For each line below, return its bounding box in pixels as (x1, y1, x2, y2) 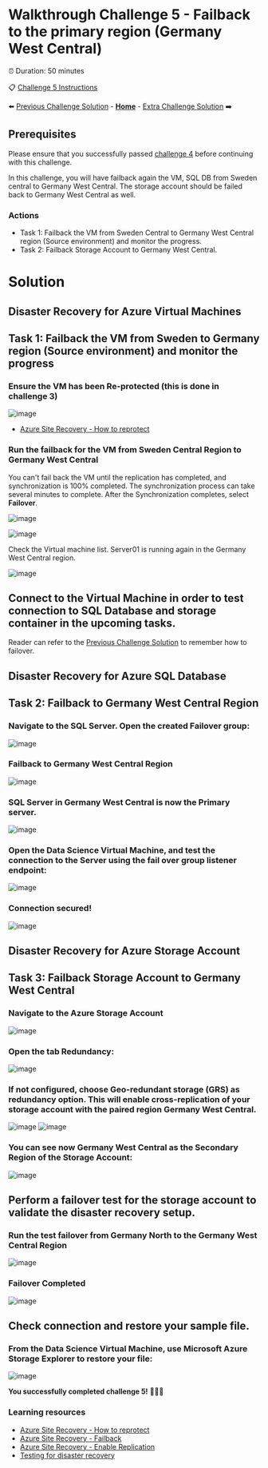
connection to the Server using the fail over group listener (8, 855, 237, 866)
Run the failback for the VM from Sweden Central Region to (8, 444, 242, 456)
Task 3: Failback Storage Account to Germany (8, 971, 241, 985)
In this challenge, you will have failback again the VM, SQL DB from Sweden (8, 173, 258, 182)
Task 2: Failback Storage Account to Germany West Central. (19, 245, 218, 255)
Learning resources (8, 1406, 86, 1418)
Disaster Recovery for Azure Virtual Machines (8, 304, 242, 318)
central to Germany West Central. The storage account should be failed (8, 181, 243, 191)
